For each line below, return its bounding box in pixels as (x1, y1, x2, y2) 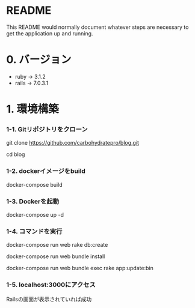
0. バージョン (6, 53, 72, 67)
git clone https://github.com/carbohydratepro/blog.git (6, 139, 140, 146)
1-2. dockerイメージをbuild (6, 167, 86, 175)
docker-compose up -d (6, 211, 64, 218)
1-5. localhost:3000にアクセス (6, 280, 96, 289)
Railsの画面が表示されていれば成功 (6, 295, 92, 303)
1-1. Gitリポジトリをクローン (6, 125, 88, 133)
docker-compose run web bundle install (6, 253, 105, 260)
